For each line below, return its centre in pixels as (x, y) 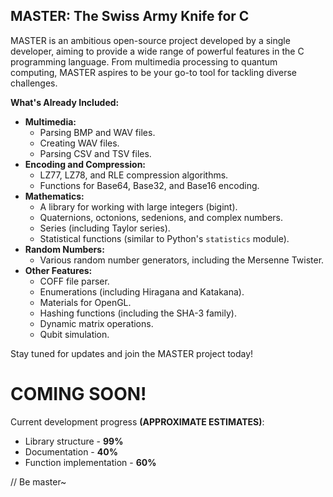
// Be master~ (38, 481)
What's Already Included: (65, 102)
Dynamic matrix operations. (96, 323)
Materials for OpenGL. (85, 302)
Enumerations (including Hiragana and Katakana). (142, 291)
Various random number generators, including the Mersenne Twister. (182, 260)
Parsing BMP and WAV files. (97, 132)
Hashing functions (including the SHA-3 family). (138, 313)
